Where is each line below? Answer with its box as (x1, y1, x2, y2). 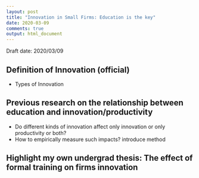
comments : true (6, 25, 44, 32)
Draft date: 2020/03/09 (6, 47, 64, 54)
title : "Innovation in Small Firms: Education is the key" (6, 14, 156, 20)
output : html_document (6, 31, 63, 37)
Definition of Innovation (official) (6, 65, 130, 75)
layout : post (6, 8, 39, 15)
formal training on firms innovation (6, 162, 138, 173)
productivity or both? (14, 129, 67, 136)
